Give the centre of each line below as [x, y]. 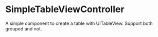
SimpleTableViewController [65, 9]
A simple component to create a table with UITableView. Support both [79, 23]
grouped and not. [24, 28]
